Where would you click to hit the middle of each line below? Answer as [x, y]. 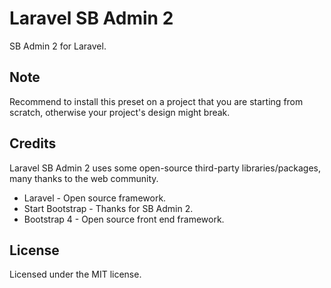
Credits [33, 143]
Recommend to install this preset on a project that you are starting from [156, 101]
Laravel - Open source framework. [95, 198]
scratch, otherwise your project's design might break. [120, 112]
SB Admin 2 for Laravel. [58, 46]
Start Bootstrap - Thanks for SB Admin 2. [108, 208]
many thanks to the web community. [84, 178]
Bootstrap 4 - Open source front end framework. [124, 219]
